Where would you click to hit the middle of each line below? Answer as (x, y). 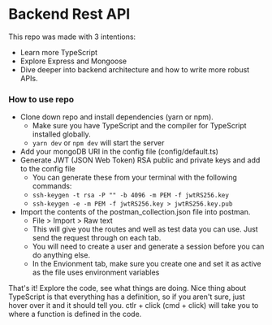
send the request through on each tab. (97, 238)
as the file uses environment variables (96, 272)
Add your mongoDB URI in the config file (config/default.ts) (119, 152)
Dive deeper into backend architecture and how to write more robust (135, 69)
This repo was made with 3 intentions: (72, 37)
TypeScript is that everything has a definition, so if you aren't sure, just (127, 297)
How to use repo (41, 99)
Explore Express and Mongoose (73, 61)
